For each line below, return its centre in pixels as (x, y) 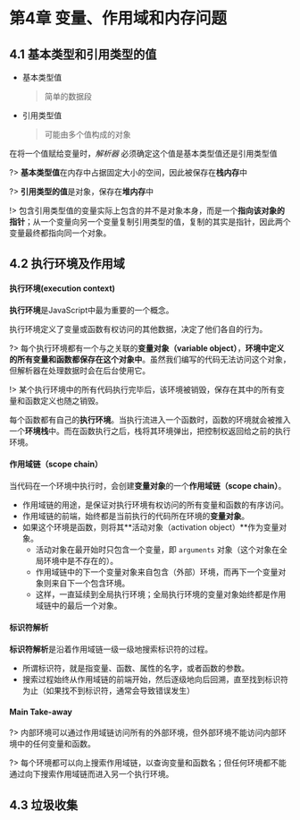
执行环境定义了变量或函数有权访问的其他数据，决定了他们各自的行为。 (138, 329)
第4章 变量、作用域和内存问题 (118, 18)
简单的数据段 (68, 96)
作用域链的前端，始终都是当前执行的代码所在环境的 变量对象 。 (136, 516)
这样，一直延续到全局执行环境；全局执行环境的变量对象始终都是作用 (161, 594)
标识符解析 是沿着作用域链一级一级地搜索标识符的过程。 (111, 649)
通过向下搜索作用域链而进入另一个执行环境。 (92, 774)
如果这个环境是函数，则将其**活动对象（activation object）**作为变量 (150, 527)
